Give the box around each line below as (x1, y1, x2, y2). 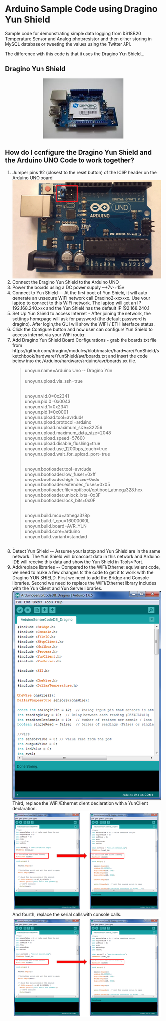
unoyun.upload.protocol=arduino (24, 419, 92, 425)
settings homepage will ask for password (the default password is (12, 316, 147, 322)
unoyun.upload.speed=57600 (24, 435, 85, 441)
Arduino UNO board (12, 175, 53, 180)
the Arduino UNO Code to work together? (5, 156, 135, 165)
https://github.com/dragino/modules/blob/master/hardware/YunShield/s (12, 347, 159, 353)
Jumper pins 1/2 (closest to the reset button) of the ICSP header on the (12, 169, 157, 175)
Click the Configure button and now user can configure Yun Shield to (12, 326, 153, 332)
